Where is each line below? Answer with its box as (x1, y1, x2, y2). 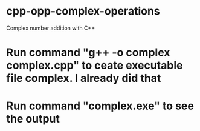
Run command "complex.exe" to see (6, 99, 195, 113)
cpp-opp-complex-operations (6, 4, 160, 18)
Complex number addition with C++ (6, 24, 95, 32)
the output (6, 112, 60, 126)
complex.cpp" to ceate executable (6, 59, 183, 72)
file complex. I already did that (6, 72, 161, 86)
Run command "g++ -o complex (6, 45, 170, 59)
